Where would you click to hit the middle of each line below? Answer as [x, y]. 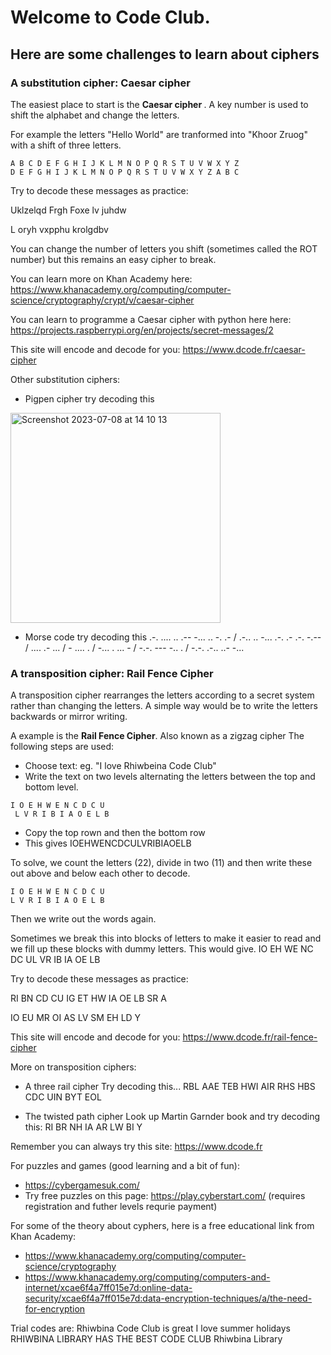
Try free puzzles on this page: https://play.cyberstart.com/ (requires [165, 1196]
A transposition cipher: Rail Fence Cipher [112, 673]
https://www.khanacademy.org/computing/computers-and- [147, 1277]
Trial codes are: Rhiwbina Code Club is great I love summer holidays [151, 1328]
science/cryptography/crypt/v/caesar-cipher [102, 300]
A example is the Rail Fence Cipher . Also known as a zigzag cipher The [157, 736]
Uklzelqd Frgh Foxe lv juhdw [68, 210]
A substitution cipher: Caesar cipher [100, 83]
